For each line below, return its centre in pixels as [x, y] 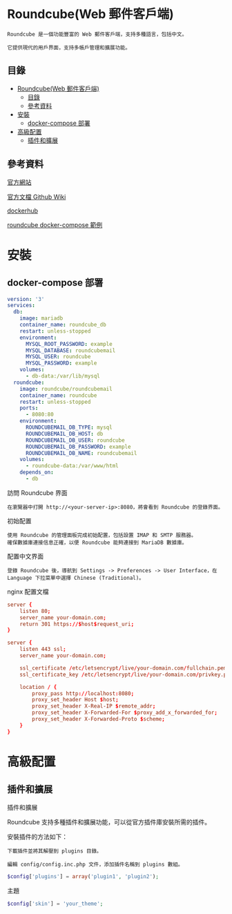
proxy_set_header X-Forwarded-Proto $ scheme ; [99, 719]
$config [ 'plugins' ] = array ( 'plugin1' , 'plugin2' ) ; [83, 876]
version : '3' [26, 299]
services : [21, 305]
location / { [38, 687]
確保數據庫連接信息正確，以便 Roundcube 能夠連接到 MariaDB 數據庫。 [97, 543]
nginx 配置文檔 [28, 592]
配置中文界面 [25, 556]
